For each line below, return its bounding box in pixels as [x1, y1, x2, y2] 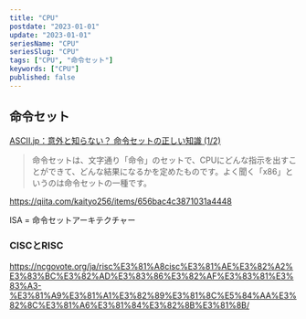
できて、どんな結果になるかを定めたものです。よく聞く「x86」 [47, 165, 286, 176]
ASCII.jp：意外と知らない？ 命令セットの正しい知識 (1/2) [9, 134, 221, 146]
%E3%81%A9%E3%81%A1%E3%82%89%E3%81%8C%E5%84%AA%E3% [9, 290, 297, 301]
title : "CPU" [9, 13, 59, 23]
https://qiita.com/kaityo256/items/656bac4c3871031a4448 [9, 196, 233, 207]
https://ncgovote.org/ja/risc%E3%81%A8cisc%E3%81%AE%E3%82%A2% [9, 261, 294, 271]
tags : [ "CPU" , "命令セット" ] [9, 56, 114, 65]
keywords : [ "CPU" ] [9, 65, 79, 74]
